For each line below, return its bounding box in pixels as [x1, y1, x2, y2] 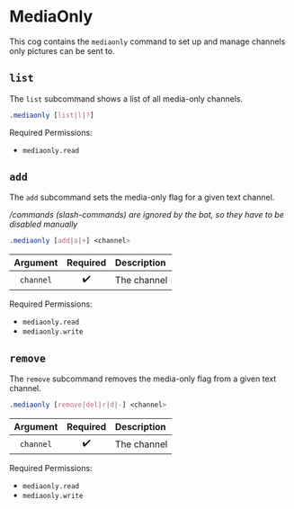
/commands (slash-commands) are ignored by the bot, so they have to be [9, 210, 285, 220]
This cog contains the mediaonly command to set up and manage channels [9, 36, 286, 47]
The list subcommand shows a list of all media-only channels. [9, 93, 244, 104]
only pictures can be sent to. [9, 45, 115, 56]
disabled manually [9, 219, 78, 230]
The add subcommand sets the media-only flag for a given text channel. [9, 192, 275, 203]
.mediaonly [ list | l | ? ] [9, 111, 94, 120]
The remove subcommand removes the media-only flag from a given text [9, 373, 277, 384]
